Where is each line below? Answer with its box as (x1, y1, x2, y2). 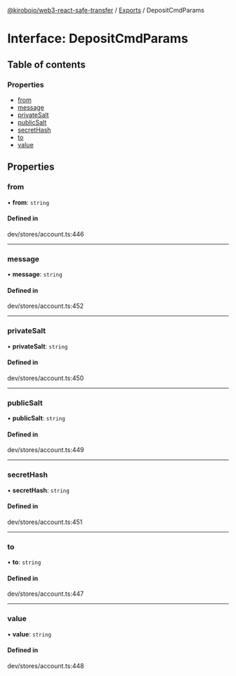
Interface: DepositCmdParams (7, 31, 188, 46)
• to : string (7, 558, 41, 566)
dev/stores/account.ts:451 (7, 518, 83, 526)
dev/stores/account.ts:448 (7, 661, 84, 670)
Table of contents (7, 58, 86, 70)
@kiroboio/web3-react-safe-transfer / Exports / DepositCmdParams (7, 6, 205, 14)
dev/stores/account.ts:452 (7, 302, 84, 311)
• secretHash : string (7, 486, 70, 494)
